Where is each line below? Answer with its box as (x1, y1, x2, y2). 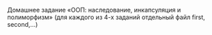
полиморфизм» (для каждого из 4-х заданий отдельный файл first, (7, 13, 206, 21)
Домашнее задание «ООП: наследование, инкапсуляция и (7, 6, 181, 14)
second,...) (7, 21, 38, 28)
